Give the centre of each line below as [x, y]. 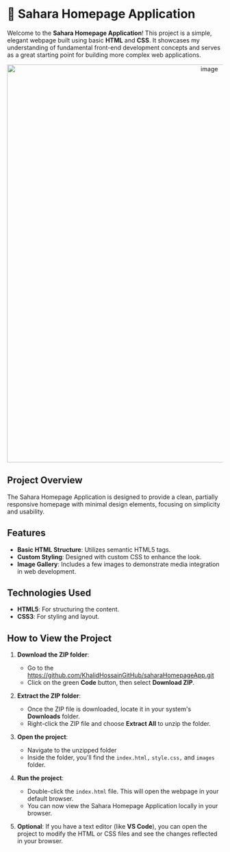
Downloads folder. [53, 716]
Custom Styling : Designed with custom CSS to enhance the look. [109, 557]
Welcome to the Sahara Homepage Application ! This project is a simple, [110, 33]
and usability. [26, 511]
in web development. [47, 571]
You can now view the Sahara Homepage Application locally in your [123, 806]
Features [26, 533]
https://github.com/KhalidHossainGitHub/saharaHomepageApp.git [120, 675]
